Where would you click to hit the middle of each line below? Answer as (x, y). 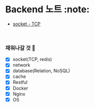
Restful (20, 82)
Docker (20, 88)
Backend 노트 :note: (48, 9)
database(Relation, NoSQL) (41, 71)
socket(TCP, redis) (32, 59)
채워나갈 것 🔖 (20, 48)
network (21, 65)
